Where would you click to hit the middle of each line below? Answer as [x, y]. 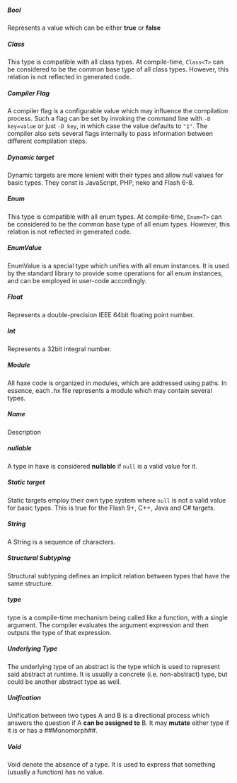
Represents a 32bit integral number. [59, 349]
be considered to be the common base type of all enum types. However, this [119, 224]
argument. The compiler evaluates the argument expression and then [108, 625]
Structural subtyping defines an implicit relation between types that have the [119, 576]
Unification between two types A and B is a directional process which [109, 716]
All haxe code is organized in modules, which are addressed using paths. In [117, 383]
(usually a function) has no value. [56, 772]
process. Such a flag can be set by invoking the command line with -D [109, 118]
